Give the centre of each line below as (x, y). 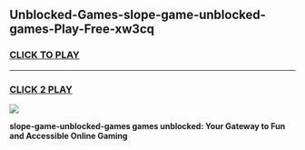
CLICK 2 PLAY (41, 89)
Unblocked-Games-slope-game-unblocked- (138, 15)
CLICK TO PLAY (44, 55)
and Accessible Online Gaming (69, 135)
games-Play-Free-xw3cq (82, 30)
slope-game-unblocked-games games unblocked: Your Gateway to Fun (148, 125)
